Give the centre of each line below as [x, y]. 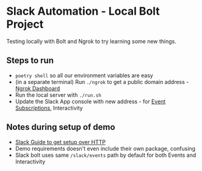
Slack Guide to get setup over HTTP [60, 142]
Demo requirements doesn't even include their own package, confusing [105, 148]
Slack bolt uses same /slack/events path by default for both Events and [106, 155]
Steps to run [30, 60]
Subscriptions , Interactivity [49, 108]
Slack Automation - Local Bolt [83, 11]
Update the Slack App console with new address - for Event [90, 101]
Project [25, 24]
